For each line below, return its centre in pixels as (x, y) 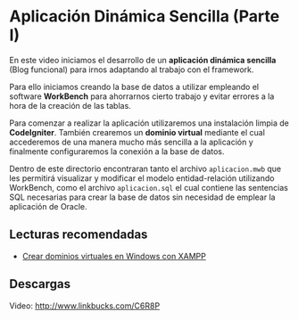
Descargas (40, 284)
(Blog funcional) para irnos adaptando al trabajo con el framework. (132, 70)
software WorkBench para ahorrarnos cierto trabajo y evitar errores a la (142, 96)
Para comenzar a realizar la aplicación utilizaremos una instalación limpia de (149, 123)
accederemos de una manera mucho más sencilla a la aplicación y (132, 142)
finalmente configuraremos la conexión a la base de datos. (117, 151)
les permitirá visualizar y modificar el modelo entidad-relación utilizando (142, 178)
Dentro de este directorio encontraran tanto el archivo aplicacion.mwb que (145, 168)
